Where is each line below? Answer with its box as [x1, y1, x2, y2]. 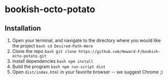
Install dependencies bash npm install [12, 58, 93, 64]
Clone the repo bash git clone [12, 48, 77, 54]
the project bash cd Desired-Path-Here [12, 43, 93, 49]
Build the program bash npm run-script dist [12, 64, 106, 69]
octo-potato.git [12, 54, 47, 59]
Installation [5, 24, 41, 33]
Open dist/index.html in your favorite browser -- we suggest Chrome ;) [12, 69, 163, 75]
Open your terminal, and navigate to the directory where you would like [12, 37, 161, 43]
